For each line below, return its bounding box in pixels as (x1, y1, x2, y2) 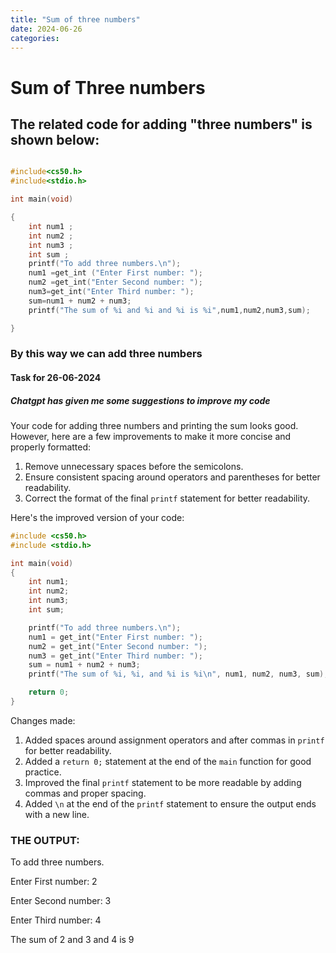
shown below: (10, 131, 100, 148)
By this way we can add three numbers (10, 347, 203, 361)
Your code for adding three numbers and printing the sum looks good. (10, 419, 299, 431)
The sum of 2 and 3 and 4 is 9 (10, 934, 135, 946)
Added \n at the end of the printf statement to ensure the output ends (24, 797, 317, 810)
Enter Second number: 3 (10, 895, 112, 907)
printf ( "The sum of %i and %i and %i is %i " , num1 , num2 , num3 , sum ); (28, 305, 311, 315)
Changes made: (10, 714, 76, 726)
